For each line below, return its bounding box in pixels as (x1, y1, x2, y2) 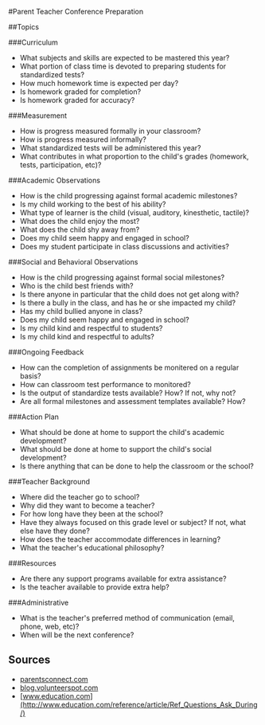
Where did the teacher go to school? (19, 492, 140, 501)
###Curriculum (8, 37, 58, 47)
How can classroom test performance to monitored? (19, 380, 191, 389)
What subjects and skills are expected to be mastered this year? (19, 53, 230, 62)
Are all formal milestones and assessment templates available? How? (19, 397, 246, 406)
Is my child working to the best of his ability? (19, 199, 166, 209)
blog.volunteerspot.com (19, 683, 99, 692)
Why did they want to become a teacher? (19, 501, 155, 510)
